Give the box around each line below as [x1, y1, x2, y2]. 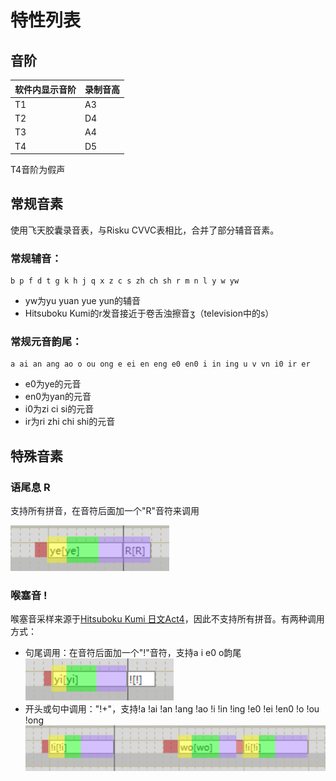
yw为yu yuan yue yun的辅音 [24, 295, 142, 307]
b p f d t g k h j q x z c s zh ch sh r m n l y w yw [10, 276, 240, 286]
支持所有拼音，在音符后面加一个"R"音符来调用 [10, 505, 200, 517]
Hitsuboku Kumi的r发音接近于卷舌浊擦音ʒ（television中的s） [24, 307, 275, 320]
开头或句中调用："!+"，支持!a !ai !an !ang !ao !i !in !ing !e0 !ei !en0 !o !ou [24, 703, 320, 715]
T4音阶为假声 [10, 164, 66, 175]
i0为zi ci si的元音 [24, 403, 95, 415]
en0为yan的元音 [24, 391, 92, 403]
